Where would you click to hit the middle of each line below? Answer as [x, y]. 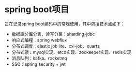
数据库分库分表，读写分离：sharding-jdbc [53, 34]
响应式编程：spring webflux [39, 40]
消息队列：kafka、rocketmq [39, 58]
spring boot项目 [37, 9]
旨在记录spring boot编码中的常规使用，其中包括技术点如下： [65, 24]
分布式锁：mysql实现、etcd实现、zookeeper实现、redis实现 [71, 52]
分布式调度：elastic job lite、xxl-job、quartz [56, 46]
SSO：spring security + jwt [38, 64]
